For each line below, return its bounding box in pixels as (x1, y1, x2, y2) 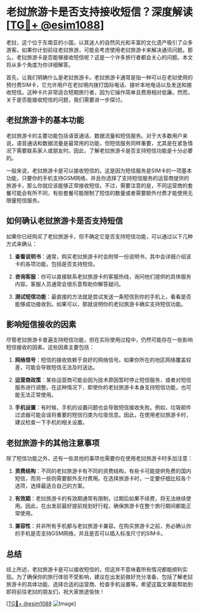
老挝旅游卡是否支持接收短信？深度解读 (6, 5, 194, 19)
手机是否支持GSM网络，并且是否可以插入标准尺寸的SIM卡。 (20, 530, 166, 537)
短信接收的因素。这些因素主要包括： (6, 344, 95, 351)
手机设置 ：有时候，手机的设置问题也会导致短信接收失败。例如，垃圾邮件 (14, 404, 191, 411)
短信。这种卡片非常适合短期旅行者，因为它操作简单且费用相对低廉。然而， (11, 89, 193, 96)
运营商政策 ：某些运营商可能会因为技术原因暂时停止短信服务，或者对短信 (14, 376, 191, 383)
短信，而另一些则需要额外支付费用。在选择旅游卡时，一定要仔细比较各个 (14, 475, 191, 482)
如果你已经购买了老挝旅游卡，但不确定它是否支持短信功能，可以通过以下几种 (6, 232, 193, 240)
